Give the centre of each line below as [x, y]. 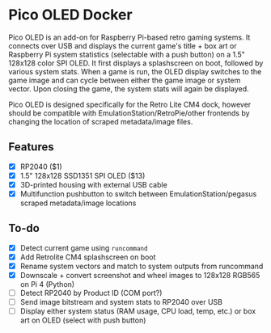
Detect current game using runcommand [84, 247]
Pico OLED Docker [70, 15]
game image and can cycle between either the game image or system [125, 80]
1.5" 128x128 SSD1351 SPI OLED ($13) [83, 175]
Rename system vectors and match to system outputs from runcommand [142, 266]
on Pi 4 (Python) [47, 285]
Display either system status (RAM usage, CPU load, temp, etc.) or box [138, 311]
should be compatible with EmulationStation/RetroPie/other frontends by [129, 113]
